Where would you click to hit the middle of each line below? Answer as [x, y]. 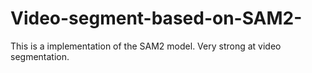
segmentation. [40, 56]
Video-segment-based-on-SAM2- [156, 18]
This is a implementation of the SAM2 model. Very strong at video [146, 46]
